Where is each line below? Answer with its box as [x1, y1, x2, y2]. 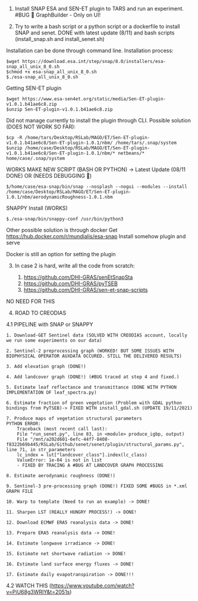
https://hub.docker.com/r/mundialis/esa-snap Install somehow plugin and [6, 233, 186, 240]
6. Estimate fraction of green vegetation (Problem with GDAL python [6, 400, 183, 406]
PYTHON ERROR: [6, 421, 42, 427]
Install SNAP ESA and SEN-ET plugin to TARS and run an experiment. [14, 5, 184, 12]
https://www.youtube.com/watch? [51, 582, 135, 589]
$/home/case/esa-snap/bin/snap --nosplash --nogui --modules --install [6, 184, 187, 190]
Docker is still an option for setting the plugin [6, 251, 116, 257]
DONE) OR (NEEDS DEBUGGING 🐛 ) [6, 172, 92, 179]
